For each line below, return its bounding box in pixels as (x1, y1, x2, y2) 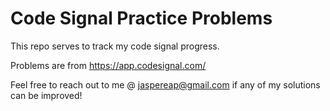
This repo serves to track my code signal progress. (10, 40, 220, 52)
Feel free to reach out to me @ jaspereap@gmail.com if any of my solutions (10, 78, 321, 91)
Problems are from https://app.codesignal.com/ (10, 59, 207, 71)
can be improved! (10, 89, 83, 101)
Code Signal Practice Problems (10, 7, 273, 30)
